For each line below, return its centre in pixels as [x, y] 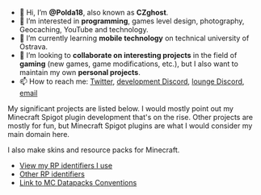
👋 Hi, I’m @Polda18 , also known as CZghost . [94, 12]
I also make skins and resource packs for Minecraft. [94, 150]
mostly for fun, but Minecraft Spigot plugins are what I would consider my [130, 126]
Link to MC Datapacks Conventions [78, 183]
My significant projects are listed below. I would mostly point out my [120, 108]
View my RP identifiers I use [66, 166]
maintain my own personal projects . [80, 72]
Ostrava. [34, 47]
